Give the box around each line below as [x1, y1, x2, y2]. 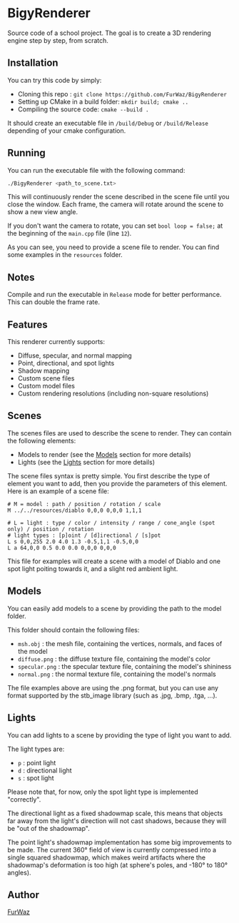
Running [7, 147, 46, 159]
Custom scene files [17, 374, 75, 383]
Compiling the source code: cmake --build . [17, 105, 149, 114]
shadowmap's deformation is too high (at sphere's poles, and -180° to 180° [7, 860, 228, 869]
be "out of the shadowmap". [7, 824, 91, 832]
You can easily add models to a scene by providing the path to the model [7, 604, 222, 612]
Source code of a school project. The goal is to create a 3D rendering [7, 29, 212, 37]
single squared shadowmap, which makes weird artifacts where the [7, 853, 205, 862]
